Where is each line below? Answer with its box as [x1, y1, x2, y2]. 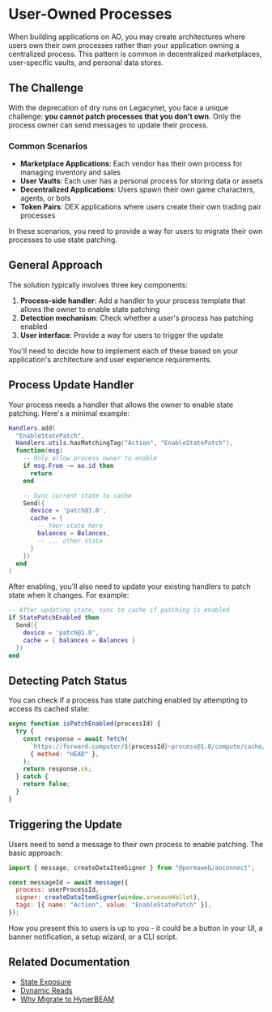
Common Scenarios [8, 140, 88, 151]
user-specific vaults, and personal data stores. [8, 58, 164, 67]
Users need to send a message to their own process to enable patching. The [8, 839, 264, 849]
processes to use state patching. [8, 235, 117, 244]
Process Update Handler [8, 378, 134, 392]
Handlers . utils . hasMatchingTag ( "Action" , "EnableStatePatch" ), [15, 439, 233, 448]
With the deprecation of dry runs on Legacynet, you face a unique [8, 102, 229, 112]
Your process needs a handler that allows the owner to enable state [8, 400, 233, 409]
